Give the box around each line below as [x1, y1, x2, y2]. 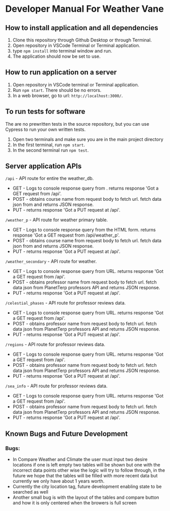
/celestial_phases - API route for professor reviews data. [5, 300, 126, 306]
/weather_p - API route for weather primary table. [5, 217, 108, 223]
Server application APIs [5, 162, 82, 171]
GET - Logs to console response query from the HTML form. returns [12, 227, 156, 233]
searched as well [12, 489, 48, 495]
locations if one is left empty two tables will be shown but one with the [12, 462, 160, 468]
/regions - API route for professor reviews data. [5, 341, 105, 347]
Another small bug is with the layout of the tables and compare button [12, 494, 159, 501]
